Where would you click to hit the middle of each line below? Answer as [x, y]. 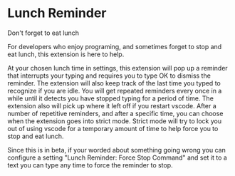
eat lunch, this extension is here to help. [66, 54]
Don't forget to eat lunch [43, 33]
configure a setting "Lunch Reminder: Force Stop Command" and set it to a [117, 157]
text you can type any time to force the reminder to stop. [90, 165]
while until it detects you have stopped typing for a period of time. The [110, 98]
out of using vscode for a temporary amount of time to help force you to [113, 128]
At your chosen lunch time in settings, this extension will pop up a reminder [117, 68]
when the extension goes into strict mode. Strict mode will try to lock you [115, 121]
